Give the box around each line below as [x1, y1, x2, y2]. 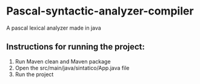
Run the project [15, 71, 54, 78]
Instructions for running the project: [6, 42, 145, 52]
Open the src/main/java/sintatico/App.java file [15, 64, 130, 71]
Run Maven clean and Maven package [15, 57, 111, 65]
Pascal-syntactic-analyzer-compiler [6, 4, 194, 18]
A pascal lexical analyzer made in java [6, 24, 101, 31]
